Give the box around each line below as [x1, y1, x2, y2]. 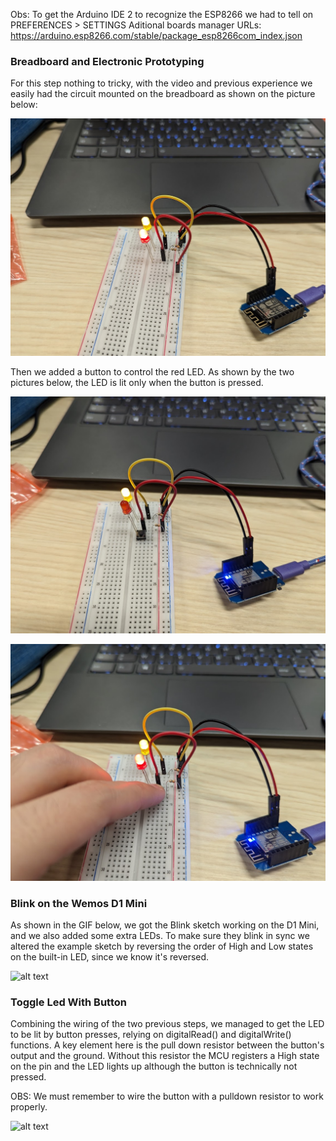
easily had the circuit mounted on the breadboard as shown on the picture [10, 88, 316, 100]
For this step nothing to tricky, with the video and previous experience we [10, 77, 313, 89]
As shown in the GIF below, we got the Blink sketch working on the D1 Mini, [10, 919, 320, 931]
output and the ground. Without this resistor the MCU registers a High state [10, 1050, 320, 1062]
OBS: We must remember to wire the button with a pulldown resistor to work [10, 1090, 324, 1103]
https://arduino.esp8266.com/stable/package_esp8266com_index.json [10, 30, 303, 41]
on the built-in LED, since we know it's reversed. [10, 951, 210, 963]
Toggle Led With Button [10, 995, 127, 1009]
